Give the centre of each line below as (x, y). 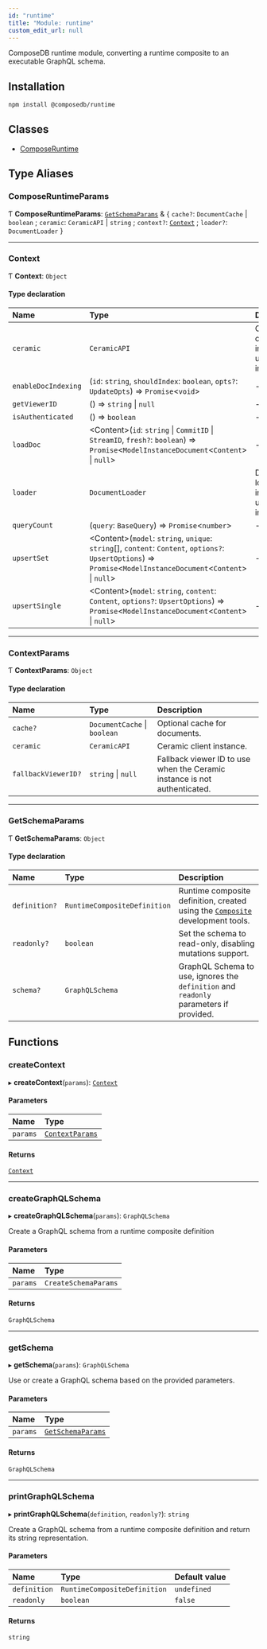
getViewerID (35, 404)
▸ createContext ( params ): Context (63, 1082)
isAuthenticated (43, 417)
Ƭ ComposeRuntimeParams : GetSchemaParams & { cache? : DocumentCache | (128, 214)
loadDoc (27, 445)
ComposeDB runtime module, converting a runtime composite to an (119, 53)
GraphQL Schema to (216, 966)
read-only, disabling (217, 943)
